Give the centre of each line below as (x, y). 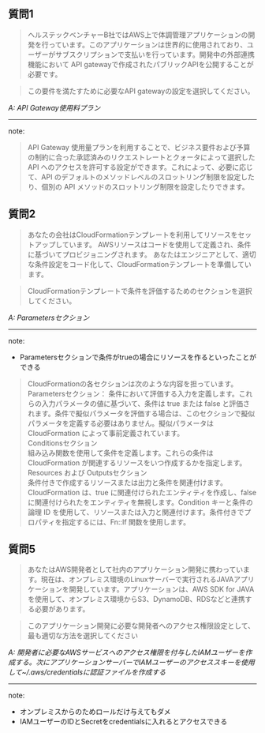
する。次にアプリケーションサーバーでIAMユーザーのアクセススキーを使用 (134, 663)
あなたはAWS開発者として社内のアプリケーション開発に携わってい (135, 569)
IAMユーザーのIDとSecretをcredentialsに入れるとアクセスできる (123, 722)
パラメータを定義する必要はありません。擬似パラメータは (121, 423)
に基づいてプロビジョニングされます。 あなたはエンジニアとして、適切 (142, 254)
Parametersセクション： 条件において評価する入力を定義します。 (133, 393)
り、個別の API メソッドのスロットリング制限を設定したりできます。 (138, 186)
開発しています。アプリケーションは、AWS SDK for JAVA (162, 589)
